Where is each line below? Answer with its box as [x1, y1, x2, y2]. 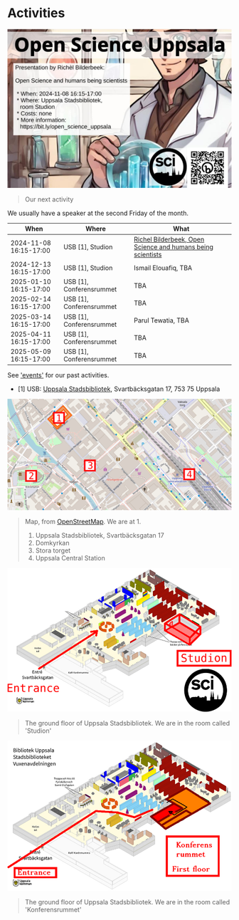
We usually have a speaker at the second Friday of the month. [7, 209, 188, 217]
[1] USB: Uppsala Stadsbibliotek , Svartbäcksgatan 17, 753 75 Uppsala [17, 385, 221, 393]
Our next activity [24, 194, 74, 204]
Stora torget [35, 546, 71, 555]
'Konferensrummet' [24, 905, 82, 914]
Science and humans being [134, 242, 213, 251]
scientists [134, 250, 162, 258]
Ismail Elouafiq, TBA [134, 263, 193, 272]
